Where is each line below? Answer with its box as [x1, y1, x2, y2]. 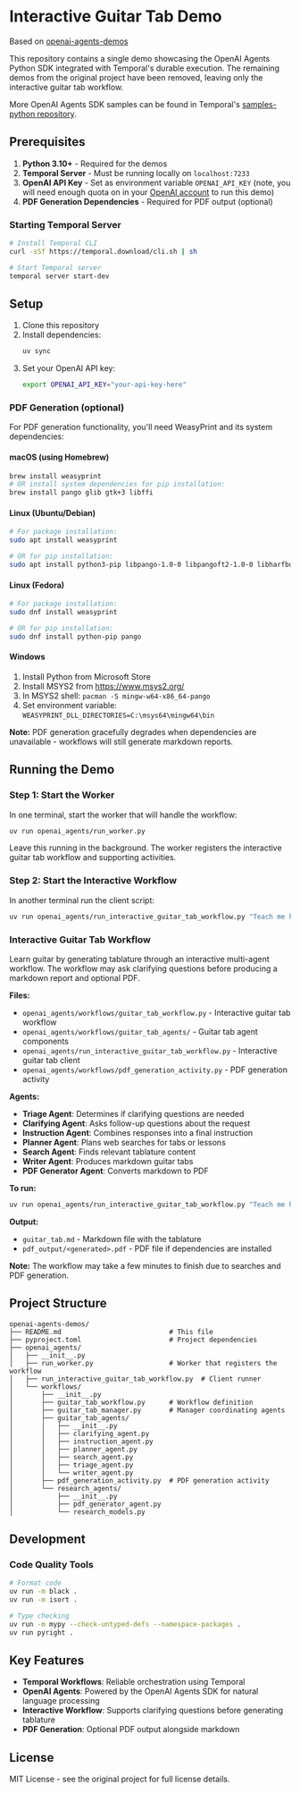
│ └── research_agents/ [9, 1484, 122, 1493]
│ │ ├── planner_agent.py [9, 1444, 138, 1454]
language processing [21, 1696, 100, 1706]
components [21, 1036, 69, 1046]
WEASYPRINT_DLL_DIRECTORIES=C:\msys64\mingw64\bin [21, 711, 215, 720]
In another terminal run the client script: [9, 894, 154, 905]
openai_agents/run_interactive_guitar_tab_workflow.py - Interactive [21, 1045, 278, 1056]
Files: [9, 990, 30, 1001]
